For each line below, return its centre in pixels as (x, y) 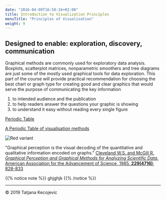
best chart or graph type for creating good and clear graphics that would (79, 84)
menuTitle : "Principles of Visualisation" (49, 19)
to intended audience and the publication (54, 99)
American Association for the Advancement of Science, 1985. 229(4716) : (80, 163)
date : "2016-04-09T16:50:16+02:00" (42, 10)
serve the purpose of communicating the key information (63, 89)
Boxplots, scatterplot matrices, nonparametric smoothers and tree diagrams (82, 68)
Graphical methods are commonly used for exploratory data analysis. (75, 63)
